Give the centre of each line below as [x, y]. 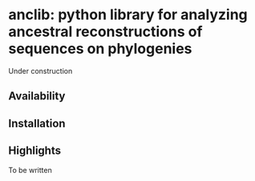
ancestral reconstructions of [105, 32]
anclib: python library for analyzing [128, 15]
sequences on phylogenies [100, 49]
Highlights [35, 151]
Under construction [40, 70]
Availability [37, 97]
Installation [37, 123]
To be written [30, 170]
